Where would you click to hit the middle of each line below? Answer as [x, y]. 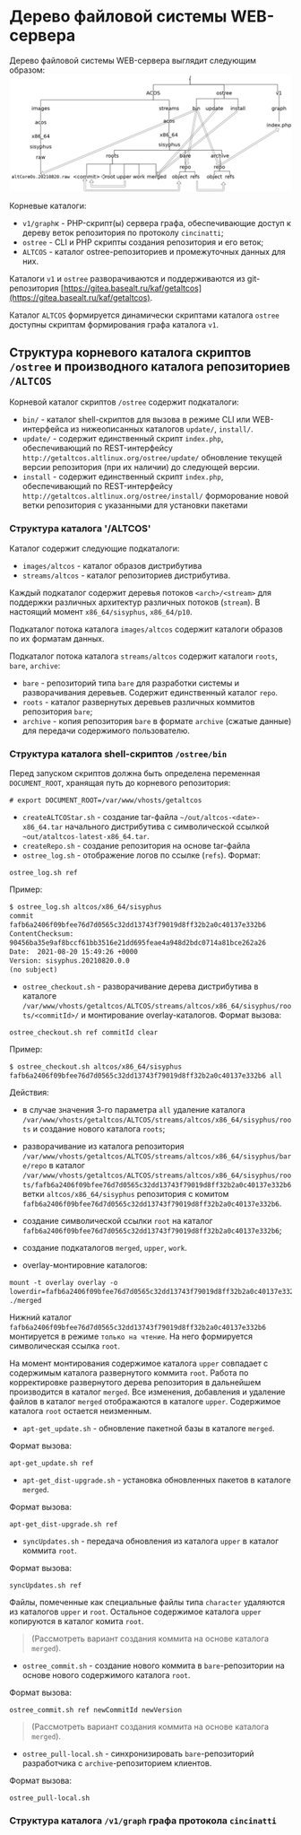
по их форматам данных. [57, 638]
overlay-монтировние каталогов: [85, 1265]
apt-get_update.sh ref [52, 1464]
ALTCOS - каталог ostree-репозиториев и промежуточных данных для [154, 251]
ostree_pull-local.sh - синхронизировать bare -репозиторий [138, 1754]
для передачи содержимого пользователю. [106, 730]
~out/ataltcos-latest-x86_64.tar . [86, 836]
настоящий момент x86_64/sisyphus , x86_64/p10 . [101, 611]
